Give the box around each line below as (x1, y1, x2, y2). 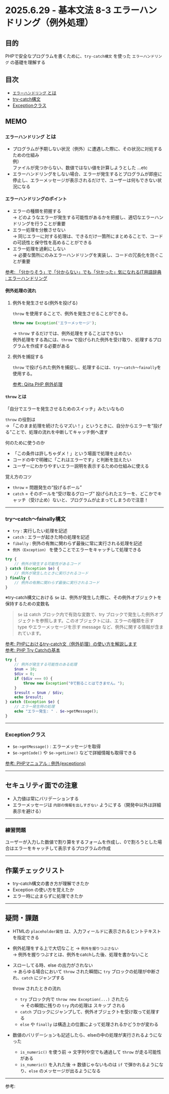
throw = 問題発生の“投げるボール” (12, 484, 82, 490)
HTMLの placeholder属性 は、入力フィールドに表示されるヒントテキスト (12, 928, 161, 934)
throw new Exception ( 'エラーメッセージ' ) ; (12, 320, 97, 325)
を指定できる (12, 934, 39, 941)
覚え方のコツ (5, 473, 32, 479)
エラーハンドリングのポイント (5, 196, 67, 202)
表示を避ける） (12, 808, 44, 814)
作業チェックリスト (5, 866, 65, 875)
